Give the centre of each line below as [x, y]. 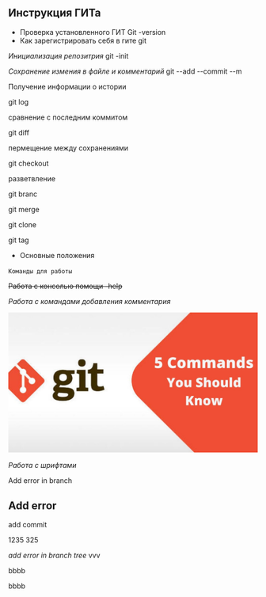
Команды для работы [40, 271]
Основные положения [57, 255]
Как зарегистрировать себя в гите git [83, 40]
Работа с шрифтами [42, 466]
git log [19, 101]
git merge [24, 209]
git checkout [28, 163]
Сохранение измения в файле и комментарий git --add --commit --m [125, 71]
